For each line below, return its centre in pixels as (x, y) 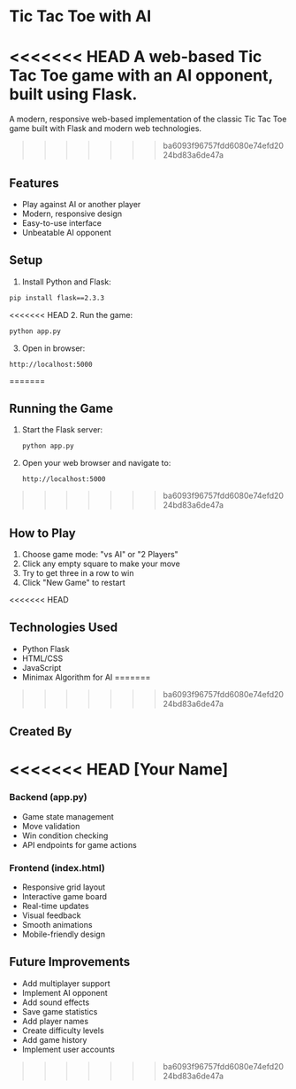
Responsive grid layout (64, 887)
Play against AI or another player (81, 204)
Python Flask (46, 649)
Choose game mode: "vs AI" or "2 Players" (100, 554)
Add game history (54, 1039)
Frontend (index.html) (57, 867)
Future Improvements (70, 962)
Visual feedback (51, 915)
